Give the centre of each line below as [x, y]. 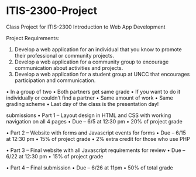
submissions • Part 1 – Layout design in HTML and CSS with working [89, 115]
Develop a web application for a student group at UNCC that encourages [102, 74]
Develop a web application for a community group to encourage [92, 62]
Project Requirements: [33, 38]
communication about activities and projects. [69, 68]
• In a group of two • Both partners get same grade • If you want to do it [93, 91]
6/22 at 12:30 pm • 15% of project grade [55, 156]
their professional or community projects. [64, 55]
